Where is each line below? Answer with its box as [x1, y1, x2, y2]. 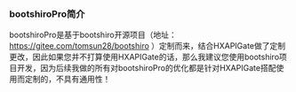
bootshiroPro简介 [9, 7, 85, 19]
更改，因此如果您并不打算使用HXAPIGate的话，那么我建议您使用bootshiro [9, 51, 280, 63]
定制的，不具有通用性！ [24, 73, 111, 85]
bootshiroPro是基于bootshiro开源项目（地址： [9, 29, 177, 41]
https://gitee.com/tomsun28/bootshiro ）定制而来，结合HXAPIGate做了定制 [9, 41, 286, 51]
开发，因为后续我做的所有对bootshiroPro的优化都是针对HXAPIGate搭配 [16, 63, 276, 73]
